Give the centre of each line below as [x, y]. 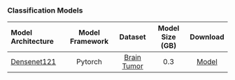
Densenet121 [34, 62]
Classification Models [45, 10]
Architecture [32, 42]
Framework [89, 42]
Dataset [133, 37]
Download [207, 37]
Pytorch [90, 62]
